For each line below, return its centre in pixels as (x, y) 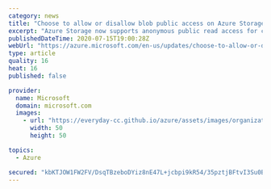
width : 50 (46, 128)
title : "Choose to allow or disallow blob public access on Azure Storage (137, 23)
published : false (38, 76)
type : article (32, 53)
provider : (25, 90)
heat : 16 (23, 69)
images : (29, 113)
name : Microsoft (43, 98)
